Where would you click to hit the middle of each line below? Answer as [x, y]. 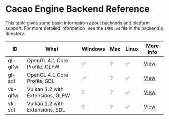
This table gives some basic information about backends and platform [77, 23]
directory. [15, 33]
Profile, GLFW [43, 67]
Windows [93, 49]
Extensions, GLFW [49, 95]
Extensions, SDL [46, 110]
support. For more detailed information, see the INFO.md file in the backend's [84, 28]
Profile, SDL [41, 81]
